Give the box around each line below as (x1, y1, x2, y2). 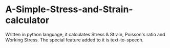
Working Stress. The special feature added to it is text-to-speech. (5, 37, 144, 43)
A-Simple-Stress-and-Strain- (5, 4, 133, 15)
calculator (5, 14, 50, 26)
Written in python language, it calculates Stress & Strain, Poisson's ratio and (5, 31, 165, 37)
